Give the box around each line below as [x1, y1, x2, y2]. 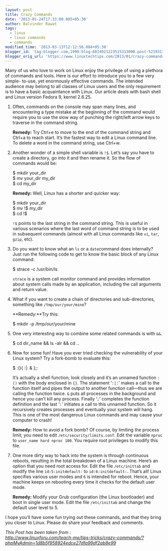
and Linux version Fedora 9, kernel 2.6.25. [5, 94, 92, 100]
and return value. [12, 286, 48, 292]
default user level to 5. [12, 504, 58, 510]
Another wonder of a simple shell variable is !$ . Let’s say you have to [12, 149, 154, 155]
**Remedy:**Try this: [12, 311, 59, 317]
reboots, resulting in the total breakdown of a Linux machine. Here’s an [12, 458, 158, 464]
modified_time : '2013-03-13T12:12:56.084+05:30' [5, 44, 108, 49]
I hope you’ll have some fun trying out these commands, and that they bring [5, 514, 161, 520]
